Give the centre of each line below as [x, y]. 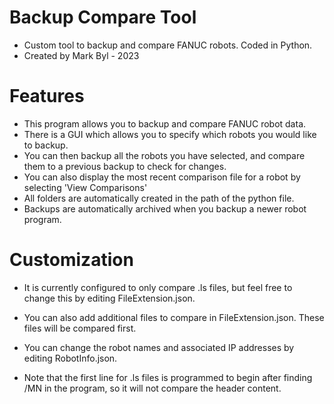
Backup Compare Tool [103, 17]
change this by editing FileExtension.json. [109, 298]
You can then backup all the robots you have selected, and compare [164, 155]
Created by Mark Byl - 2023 [81, 55]
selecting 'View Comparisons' [85, 187]
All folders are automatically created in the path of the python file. [159, 198]
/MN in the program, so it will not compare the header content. [152, 388]
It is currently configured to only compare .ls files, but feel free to [158, 287]
